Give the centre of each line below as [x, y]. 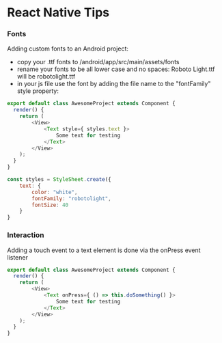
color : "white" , [55, 192]
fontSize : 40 [50, 205]
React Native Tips [58, 13]
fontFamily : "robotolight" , [71, 198]
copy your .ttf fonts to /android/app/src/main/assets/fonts [98, 62]
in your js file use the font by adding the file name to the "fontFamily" [114, 84]
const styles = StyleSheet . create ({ [59, 180]
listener [18, 257]
